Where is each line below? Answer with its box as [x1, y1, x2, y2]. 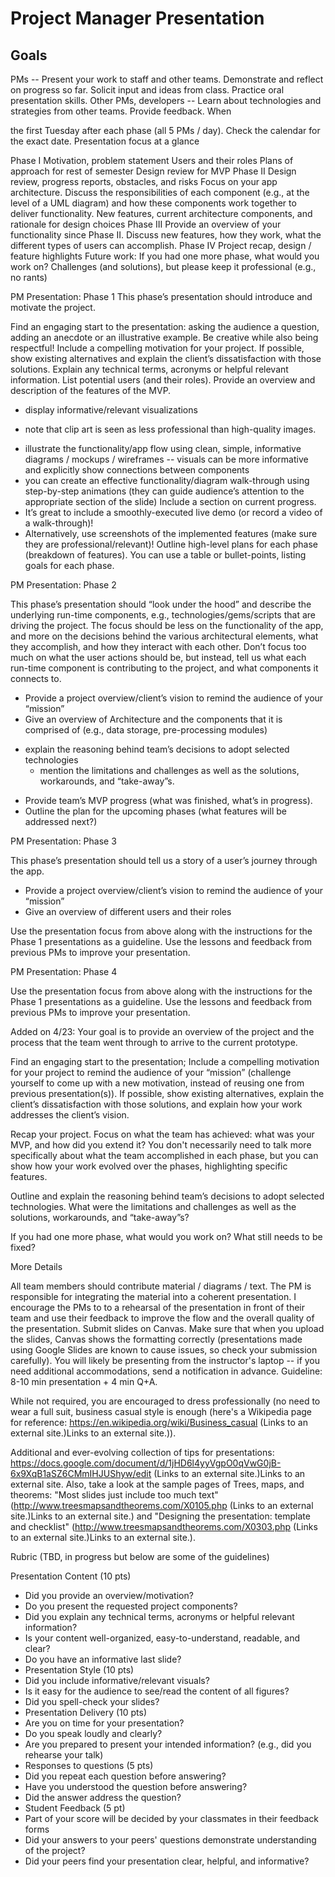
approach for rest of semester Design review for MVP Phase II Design [10, 165, 297, 177]
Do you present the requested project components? [24, 1600, 238, 1612]
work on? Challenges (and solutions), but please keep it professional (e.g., [10, 261, 317, 272]
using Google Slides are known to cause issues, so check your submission [10, 1344, 318, 1356]
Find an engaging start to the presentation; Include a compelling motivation [10, 1056, 320, 1067]
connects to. [10, 673, 62, 684]
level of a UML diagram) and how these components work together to [10, 197, 297, 209]
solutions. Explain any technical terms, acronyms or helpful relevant [10, 363, 289, 375]
